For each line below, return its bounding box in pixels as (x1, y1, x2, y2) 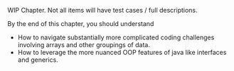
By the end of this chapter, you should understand (7, 20, 154, 27)
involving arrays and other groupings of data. (17, 41, 151, 49)
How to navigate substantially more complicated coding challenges (17, 33, 215, 41)
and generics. (17, 56, 58, 64)
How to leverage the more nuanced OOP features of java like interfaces (17, 49, 227, 56)
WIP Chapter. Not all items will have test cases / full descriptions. (7, 6, 198, 14)
